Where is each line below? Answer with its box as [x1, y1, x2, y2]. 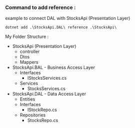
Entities [19, 96, 35, 102]
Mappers [19, 59, 39, 65]
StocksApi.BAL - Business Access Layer [12, 64, 95, 71]
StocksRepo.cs [27, 118, 58, 124]
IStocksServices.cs [27, 75, 67, 81]
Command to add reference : [5, 4, 76, 11]
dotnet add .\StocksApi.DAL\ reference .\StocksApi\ [5, 25, 117, 30]
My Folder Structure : [5, 34, 49, 40]
